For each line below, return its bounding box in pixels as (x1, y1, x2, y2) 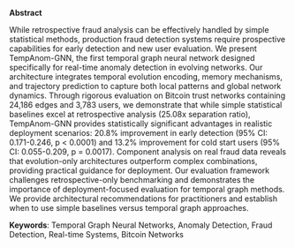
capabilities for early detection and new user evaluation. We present (9, 43, 258, 54)
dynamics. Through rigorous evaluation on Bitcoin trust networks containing (9, 90, 285, 101)
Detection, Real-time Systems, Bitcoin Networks (9, 229, 184, 239)
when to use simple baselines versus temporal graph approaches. (9, 203, 249, 213)
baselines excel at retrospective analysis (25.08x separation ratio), (9, 109, 251, 119)
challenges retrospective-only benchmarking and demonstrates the (9, 175, 254, 184)
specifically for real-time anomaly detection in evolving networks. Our (9, 62, 263, 72)
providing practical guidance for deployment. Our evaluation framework (9, 165, 270, 176)
